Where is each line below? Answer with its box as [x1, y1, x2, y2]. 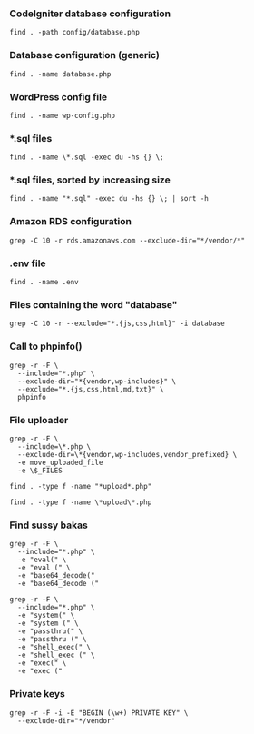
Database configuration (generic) [9, 49, 161, 62]
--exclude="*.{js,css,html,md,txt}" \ [17, 384, 165, 393]
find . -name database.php [9, 69, 112, 79]
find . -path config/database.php [9, 28, 141, 37]
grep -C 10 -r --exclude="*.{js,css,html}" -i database [9, 319, 225, 329]
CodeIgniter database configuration [9, 7, 171, 20]
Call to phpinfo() [9, 340, 83, 352]
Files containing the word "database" [9, 299, 178, 311]
